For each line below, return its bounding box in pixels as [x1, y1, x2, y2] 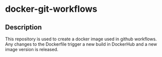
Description [5, 23, 42, 31]
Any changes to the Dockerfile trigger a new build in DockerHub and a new [5, 41, 158, 47]
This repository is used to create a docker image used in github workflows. [5, 36, 157, 42]
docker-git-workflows [5, 3, 97, 15]
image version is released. [5, 47, 59, 52]
